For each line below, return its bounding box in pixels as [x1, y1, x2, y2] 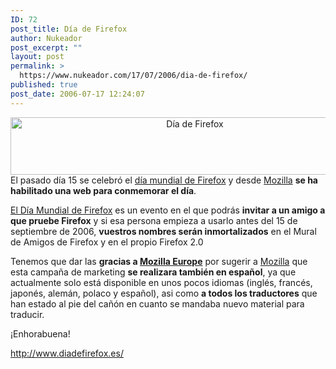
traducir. [10, 308, 45, 320]
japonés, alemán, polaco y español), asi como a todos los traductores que [10, 287, 318, 299]
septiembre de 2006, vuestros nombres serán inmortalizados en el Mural [10, 225, 317, 237]
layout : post [10, 52, 65, 62]
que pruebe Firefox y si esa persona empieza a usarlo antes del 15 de [10, 214, 298, 226]
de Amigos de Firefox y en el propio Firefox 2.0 [10, 236, 204, 248]
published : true [10, 80, 78, 90]
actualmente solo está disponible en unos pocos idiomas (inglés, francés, [10, 276, 313, 288]
